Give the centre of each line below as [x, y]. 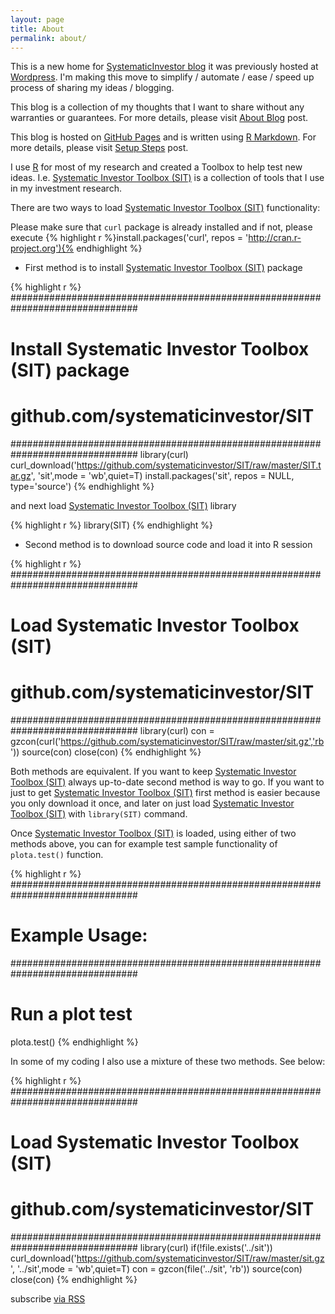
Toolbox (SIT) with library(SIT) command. [99, 813]
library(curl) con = [177, 730]
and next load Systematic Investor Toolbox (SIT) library [123, 505]
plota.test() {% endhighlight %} [74, 1042]
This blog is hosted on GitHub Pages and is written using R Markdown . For [163, 137]
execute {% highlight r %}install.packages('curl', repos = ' [129, 238]
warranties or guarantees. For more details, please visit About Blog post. [159, 118]
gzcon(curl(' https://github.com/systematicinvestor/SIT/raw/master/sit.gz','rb [167, 741]
